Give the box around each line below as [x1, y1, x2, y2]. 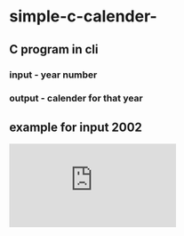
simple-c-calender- [9, 6, 157, 27]
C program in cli [9, 42, 100, 57]
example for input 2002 [9, 119, 142, 134]
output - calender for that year [9, 92, 144, 104]
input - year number [9, 69, 98, 81]
